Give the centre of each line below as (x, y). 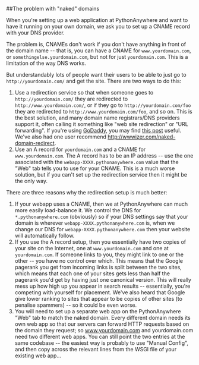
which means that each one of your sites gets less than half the (92, 273)
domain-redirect (34, 143)
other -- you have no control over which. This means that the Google (99, 261)
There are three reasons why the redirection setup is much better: (87, 192)
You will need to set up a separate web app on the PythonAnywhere (98, 311)
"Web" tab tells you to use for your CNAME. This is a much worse (95, 168)
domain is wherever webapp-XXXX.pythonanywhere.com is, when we (95, 223)
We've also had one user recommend (61, 137)
